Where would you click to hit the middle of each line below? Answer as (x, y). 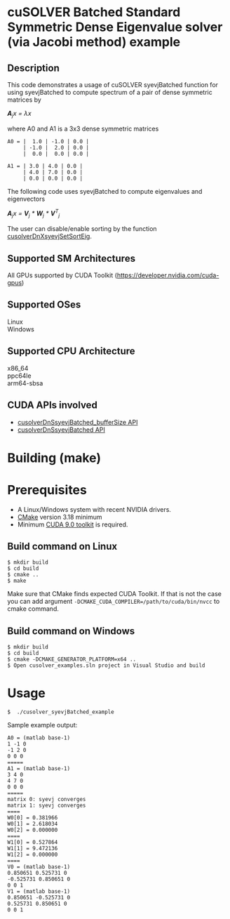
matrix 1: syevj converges (47, 806)
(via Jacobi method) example (94, 42)
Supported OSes (44, 305)
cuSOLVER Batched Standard (94, 12)
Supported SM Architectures (71, 258)
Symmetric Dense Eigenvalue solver (115, 27)
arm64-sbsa (25, 383)
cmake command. (33, 609)
